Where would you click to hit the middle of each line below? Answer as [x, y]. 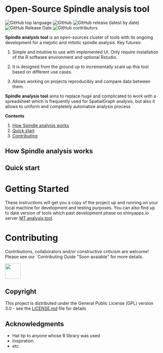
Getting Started [37, 189]
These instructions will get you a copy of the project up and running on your [81, 202]
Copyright [21, 292]
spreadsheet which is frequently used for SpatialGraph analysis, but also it [80, 101]
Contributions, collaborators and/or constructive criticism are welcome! [77, 251]
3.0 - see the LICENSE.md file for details [46, 308]
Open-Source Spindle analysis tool [77, 9]
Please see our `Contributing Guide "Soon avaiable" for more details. [74, 257]
